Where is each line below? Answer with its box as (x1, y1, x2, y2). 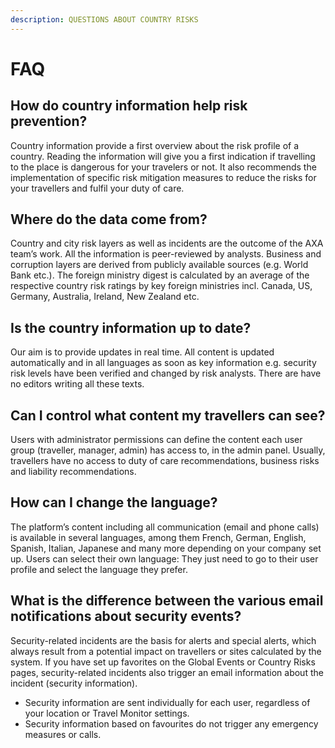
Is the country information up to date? (10, 319, 252, 336)
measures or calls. (24, 728, 102, 740)
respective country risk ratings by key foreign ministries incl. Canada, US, (10, 280, 313, 292)
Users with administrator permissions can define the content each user (10, 434, 303, 446)
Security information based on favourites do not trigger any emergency (24, 717, 319, 730)
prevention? (10, 113, 88, 130)
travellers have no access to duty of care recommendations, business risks (10, 455, 320, 467)
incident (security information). (10, 677, 138, 689)
